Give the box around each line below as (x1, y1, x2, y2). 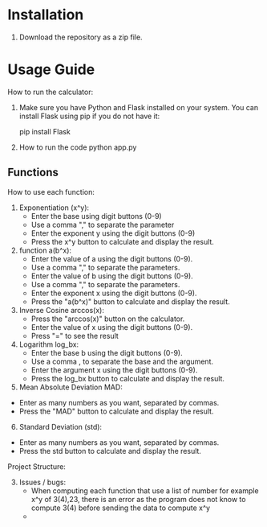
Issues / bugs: (18, 477, 66, 487)
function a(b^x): (18, 245, 72, 255)
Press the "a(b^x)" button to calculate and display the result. (30, 296, 230, 307)
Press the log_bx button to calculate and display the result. (30, 373, 225, 383)
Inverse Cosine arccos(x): (18, 305, 105, 315)
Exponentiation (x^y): (18, 203, 90, 212)
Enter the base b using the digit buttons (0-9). (30, 348, 183, 357)
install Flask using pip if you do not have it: (18, 111, 160, 121)
